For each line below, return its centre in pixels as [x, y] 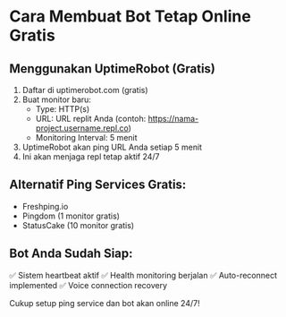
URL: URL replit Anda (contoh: [91, 119]
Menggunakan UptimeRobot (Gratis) [113, 69]
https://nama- [173, 119]
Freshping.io [45, 206]
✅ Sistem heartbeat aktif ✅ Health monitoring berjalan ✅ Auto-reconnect [143, 275]
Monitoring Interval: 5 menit [86, 137]
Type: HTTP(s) [63, 109]
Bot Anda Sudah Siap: [71, 254]
